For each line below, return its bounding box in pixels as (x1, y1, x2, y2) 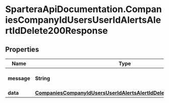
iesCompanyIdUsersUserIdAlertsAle (5, 14, 161, 26)
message (8, 75, 30, 82)
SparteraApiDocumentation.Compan (5, 4, 162, 15)
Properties (5, 45, 39, 54)
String (35, 75, 50, 82)
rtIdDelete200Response (5, 25, 108, 36)
